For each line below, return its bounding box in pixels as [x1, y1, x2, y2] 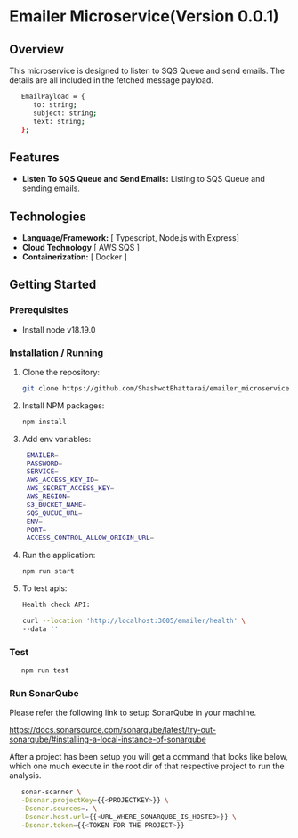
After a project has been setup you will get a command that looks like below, [9, 752, 289, 762]
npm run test [20, 666, 69, 675]
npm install [21, 417, 67, 426]
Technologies [9, 209, 87, 224]
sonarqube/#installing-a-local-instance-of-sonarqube [9, 734, 206, 745]
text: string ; [32, 117, 86, 126]
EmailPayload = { [20, 92, 86, 101]
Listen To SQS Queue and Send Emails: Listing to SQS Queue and [21, 174, 265, 185]
